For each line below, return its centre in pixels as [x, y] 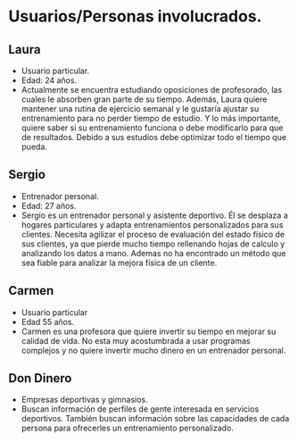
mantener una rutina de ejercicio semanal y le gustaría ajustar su [140, 108]
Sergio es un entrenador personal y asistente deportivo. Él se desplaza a [154, 215]
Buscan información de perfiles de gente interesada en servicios [140, 409]
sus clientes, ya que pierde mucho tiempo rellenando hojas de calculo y [153, 244]
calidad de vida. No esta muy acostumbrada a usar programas [136, 340]
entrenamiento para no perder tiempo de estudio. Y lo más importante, [151, 118]
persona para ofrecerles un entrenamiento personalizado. [127, 428]
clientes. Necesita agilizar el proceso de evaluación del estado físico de [153, 234]
